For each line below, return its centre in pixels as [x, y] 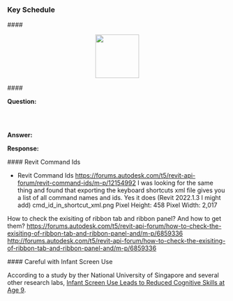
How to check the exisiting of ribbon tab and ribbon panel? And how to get [114, 219]
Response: [23, 148]
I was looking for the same [175, 183]
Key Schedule [31, 10]
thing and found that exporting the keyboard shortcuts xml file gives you [121, 190]
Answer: [20, 135]
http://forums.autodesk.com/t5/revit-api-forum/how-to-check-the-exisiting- [116, 241]
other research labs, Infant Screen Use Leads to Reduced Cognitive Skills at [116, 283]
